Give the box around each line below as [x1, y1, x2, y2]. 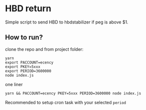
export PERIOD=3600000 [5, 68, 51, 73]
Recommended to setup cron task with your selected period [5, 99, 126, 105]
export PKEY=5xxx [5, 64, 41, 69]
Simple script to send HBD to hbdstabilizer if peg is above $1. [5, 19, 128, 25]
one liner [5, 81, 23, 87]
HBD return [5, 3, 51, 14]
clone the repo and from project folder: [5, 46, 84, 52]
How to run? [5, 33, 43, 42]
